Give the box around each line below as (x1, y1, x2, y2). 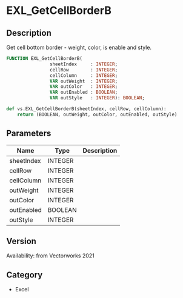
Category (6, 270, 43, 280)
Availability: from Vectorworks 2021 (6, 252, 95, 259)
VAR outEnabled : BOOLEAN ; (49, 89, 118, 96)
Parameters (6, 128, 52, 139)
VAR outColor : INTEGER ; (49, 84, 118, 90)
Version (6, 236, 36, 246)
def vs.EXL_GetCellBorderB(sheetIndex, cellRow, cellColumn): (6, 106, 167, 112)
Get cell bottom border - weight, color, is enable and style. (6, 44, 152, 51)
